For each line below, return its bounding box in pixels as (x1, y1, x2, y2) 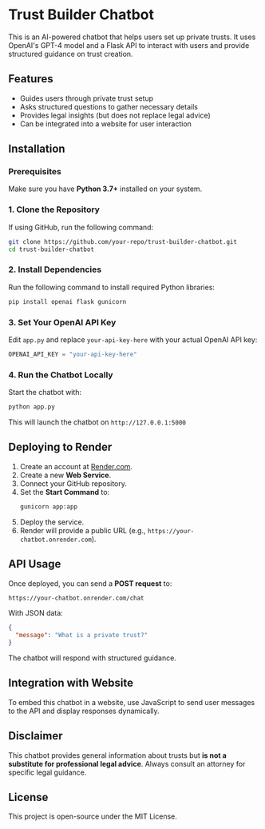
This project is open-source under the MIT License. (8, 811, 178, 821)
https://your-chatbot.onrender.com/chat (8, 594, 145, 602)
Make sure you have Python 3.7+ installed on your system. (8, 184, 203, 193)
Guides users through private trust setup (19, 94, 154, 103)
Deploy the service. (19, 517, 85, 527)
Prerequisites (8, 166, 61, 177)
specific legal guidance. (8, 767, 87, 777)
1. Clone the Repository (8, 204, 100, 215)
